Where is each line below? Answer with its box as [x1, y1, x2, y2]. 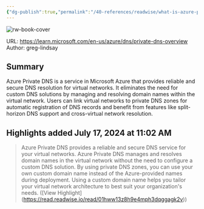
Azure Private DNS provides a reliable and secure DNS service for [21, 144, 186, 151]
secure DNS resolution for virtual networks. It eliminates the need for [6, 84, 178, 91]
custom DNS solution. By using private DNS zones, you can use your [21, 163, 193, 171]
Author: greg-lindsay [6, 44, 58, 51]
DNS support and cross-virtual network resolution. [26, 110, 153, 118]
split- [177, 104, 191, 111]
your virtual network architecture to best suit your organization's [21, 183, 182, 190]
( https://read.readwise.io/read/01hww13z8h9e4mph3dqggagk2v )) [21, 196, 187, 203]
